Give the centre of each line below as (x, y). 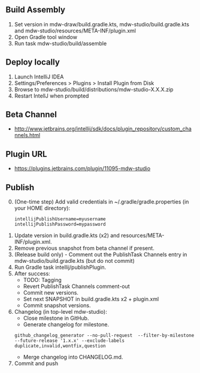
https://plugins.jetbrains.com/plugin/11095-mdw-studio (82, 169)
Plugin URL (26, 154)
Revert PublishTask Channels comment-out (76, 286)
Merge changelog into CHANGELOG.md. (73, 357)
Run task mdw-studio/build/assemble (60, 43)
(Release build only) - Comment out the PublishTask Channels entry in (101, 254)
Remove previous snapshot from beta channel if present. (84, 248)
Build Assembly (35, 10)
